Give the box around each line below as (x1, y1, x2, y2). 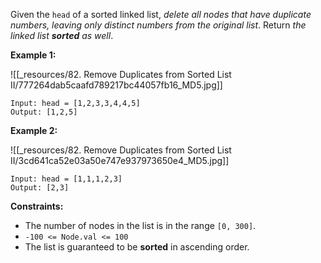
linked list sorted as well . (10, 30, 114, 41)
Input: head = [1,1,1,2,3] (10, 174, 123, 184)
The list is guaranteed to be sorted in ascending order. (24, 241, 250, 253)
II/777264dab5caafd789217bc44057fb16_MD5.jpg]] (10, 79, 223, 91)
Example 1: (10, 49, 57, 61)
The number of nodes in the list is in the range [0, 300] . (24, 220, 257, 231)
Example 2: (10, 125, 58, 136)
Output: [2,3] (10, 183, 70, 193)
